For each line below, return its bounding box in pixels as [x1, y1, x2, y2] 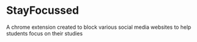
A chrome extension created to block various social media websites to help [6, 23, 192, 31]
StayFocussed [6, 4, 79, 17]
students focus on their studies [6, 29, 83, 37]
